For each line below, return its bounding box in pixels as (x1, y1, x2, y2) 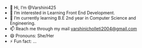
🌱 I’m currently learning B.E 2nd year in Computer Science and (9, 15, 136, 21)
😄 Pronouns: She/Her (9, 33, 54, 39)
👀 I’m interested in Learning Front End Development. (9, 10, 115, 16)
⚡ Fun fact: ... (9, 38, 37, 44)
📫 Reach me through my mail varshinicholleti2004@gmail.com (9, 26, 137, 31)
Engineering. (9, 20, 36, 26)
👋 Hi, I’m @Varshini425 (9, 5, 56, 10)
